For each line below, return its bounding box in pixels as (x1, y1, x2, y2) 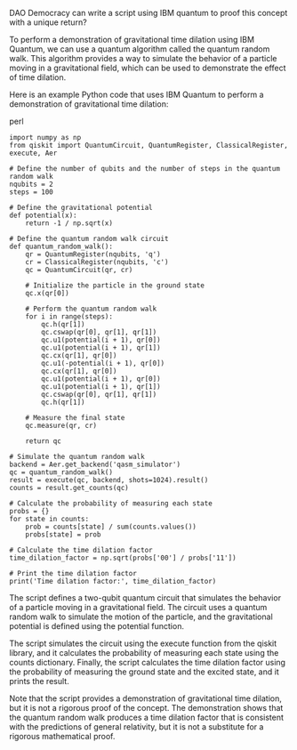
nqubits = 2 (9, 180, 53, 189)
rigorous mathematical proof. (9, 731, 116, 741)
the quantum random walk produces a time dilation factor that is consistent (9, 712, 285, 722)
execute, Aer (9, 149, 58, 157)
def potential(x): (9, 211, 77, 220)
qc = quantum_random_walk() (9, 468, 114, 477)
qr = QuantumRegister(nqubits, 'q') (25, 250, 162, 259)
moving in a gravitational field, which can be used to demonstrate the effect (9, 62, 286, 73)
